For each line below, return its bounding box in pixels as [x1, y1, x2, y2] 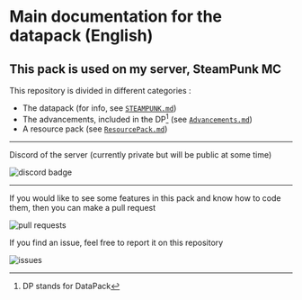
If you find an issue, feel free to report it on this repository [9, 237, 224, 248]
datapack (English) [9, 25, 154, 46]
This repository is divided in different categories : [9, 86, 191, 95]
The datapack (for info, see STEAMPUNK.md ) [22, 103, 177, 114]
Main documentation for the [9, 6, 223, 27]
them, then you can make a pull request [9, 202, 156, 213]
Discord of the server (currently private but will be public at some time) [9, 149, 272, 159]
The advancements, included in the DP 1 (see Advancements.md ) [22, 113, 253, 124]
